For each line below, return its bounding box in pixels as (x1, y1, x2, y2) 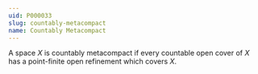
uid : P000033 (8, 11, 52, 20)
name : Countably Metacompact (8, 26, 106, 34)
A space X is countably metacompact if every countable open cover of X (8, 49, 250, 58)
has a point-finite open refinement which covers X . (8, 56, 177, 66)
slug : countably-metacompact (8, 19, 106, 27)
